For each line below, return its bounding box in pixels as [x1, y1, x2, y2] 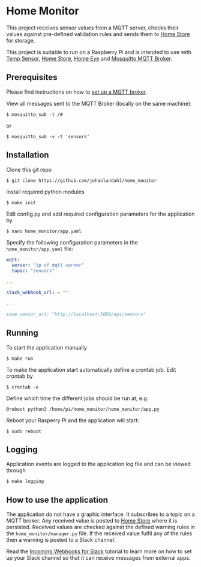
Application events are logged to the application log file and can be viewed [6, 461, 191, 468]
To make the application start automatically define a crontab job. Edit [6, 366, 176, 373]
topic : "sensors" [11, 268, 55, 274]
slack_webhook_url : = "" [6, 290, 68, 296]
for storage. [6, 37, 35, 44]
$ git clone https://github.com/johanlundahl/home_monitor [6, 177, 157, 184]
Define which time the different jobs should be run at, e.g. [6, 395, 149, 402]
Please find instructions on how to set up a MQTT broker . [6, 88, 148, 96]
